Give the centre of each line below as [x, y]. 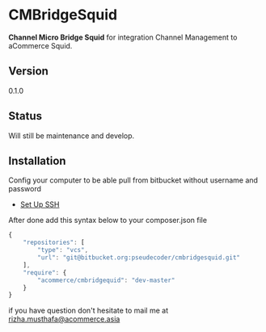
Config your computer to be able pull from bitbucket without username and [133, 180]
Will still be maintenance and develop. [72, 136]
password [25, 189]
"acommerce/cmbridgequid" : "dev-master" [106, 280]
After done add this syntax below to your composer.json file [108, 221]
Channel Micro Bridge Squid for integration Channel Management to [123, 37]
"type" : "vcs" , [63, 250]
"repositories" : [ [54, 243]
